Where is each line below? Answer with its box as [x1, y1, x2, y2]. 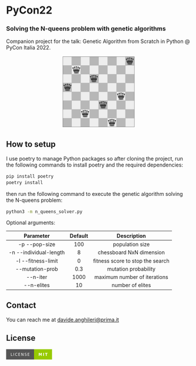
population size [113, 241, 150, 248]
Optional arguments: [6, 219, 56, 227]
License [6, 333, 36, 343]
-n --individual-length [8, 249, 65, 256]
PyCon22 [6, 4, 53, 17]
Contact [6, 301, 36, 311]
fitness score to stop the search [93, 257, 170, 264]
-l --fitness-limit [15, 257, 58, 264]
